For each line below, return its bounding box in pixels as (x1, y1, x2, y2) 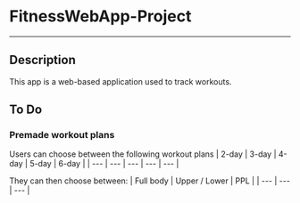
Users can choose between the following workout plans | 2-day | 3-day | (9, 149, 277, 159)
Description (9, 53, 76, 68)
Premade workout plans (9, 129, 115, 142)
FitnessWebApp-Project (9, 6, 192, 27)
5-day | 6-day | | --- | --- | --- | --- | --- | (29, 158, 179, 169)
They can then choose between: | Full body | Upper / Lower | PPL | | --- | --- (9, 175, 290, 186)
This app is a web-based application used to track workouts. (9, 76, 232, 86)
